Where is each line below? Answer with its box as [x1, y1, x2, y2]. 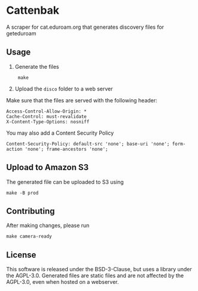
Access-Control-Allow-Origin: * [6, 108, 87, 114]
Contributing [6, 206, 55, 216]
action [6, 146, 23, 152]
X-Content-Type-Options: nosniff [6, 119, 90, 125]
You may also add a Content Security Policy [6, 129, 114, 137]
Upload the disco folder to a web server [14, 85, 113, 92]
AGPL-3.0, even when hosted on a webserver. [6, 278, 119, 286]
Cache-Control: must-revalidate [6, 113, 87, 120]
